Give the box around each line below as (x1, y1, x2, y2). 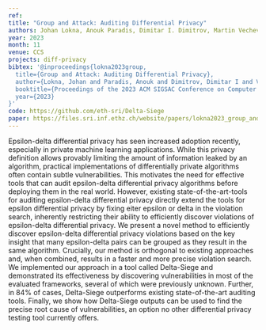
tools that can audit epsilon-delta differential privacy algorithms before (8, 178, 239, 188)
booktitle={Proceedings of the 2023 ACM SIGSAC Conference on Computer (15, 85, 257, 93)
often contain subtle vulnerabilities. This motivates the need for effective (8, 169, 245, 179)
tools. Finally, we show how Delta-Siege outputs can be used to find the (8, 296, 243, 305)
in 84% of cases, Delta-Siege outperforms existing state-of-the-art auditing (8, 287, 256, 297)
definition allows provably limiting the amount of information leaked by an (8, 153, 248, 162)
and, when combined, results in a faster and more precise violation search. (8, 254, 252, 264)
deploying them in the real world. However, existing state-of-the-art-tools (8, 187, 248, 196)
